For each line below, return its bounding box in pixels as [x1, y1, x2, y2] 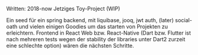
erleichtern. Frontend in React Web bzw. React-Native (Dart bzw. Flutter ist [6, 29, 191, 36]
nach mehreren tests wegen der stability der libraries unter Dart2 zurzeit [6, 36, 185, 42]
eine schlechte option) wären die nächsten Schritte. [6, 42, 134, 49]
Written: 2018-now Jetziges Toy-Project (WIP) [6, 5, 120, 12]
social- [175, 17, 193, 23]
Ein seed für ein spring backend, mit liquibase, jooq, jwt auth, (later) [6, 17, 174, 23]
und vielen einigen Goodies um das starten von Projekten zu [19, 23, 169, 30]
